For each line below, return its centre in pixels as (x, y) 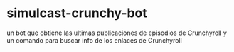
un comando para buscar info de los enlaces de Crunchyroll (94, 40)
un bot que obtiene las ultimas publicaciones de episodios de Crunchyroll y (117, 33)
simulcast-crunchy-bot (77, 13)
